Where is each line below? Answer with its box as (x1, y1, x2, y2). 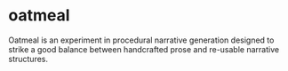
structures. (8, 53, 48, 64)
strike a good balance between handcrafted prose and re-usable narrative (8, 43, 280, 54)
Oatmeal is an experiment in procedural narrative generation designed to (8, 35, 275, 45)
